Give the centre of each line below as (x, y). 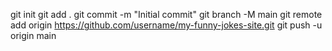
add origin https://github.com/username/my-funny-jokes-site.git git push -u (166, 25)
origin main (33, 35)
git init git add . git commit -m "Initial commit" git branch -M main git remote (166, 14)
